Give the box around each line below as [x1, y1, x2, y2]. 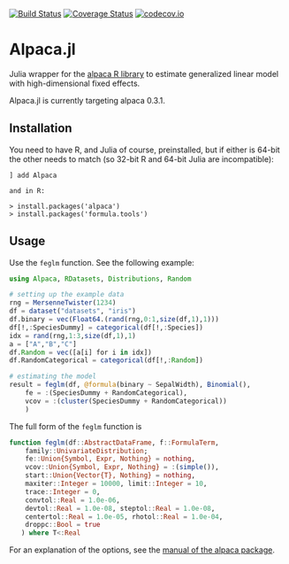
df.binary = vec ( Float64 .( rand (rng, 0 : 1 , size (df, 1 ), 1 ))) [9, 315, 219, 324]
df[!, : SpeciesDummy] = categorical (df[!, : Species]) [9, 323, 203, 332]
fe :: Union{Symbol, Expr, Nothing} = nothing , [25, 454, 196, 464]
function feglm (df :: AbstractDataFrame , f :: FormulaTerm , [9, 438, 219, 447]
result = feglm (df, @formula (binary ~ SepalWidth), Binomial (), [9, 381, 251, 390]
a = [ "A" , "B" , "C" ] [9, 339, 77, 349]
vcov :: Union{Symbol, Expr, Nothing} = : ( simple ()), [25, 463, 219, 472]
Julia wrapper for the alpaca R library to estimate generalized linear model [9, 68, 279, 79]
